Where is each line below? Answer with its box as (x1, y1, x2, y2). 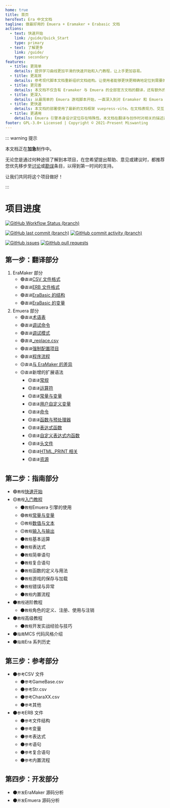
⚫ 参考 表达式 (20, 734, 46, 739)
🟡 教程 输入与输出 (20, 528, 55, 534)
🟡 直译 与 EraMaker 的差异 (20, 361, 73, 368)
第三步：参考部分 (5, 657, 59, 665)
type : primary (14, 41, 44, 46)
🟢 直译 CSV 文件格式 (20, 276, 61, 282)
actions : (5, 26, 24, 31)
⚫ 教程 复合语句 (20, 560, 51, 566)
